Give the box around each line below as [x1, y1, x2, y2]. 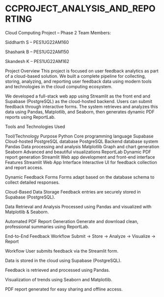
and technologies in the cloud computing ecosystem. [5, 83, 112, 89]
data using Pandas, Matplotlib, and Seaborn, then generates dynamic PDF [5, 109, 155, 115]
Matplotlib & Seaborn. [5, 209, 49, 215]
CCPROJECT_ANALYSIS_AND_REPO [5, 3, 156, 14]
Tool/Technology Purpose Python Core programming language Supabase [5, 133, 154, 139]
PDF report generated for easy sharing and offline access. [5, 286, 123, 292]
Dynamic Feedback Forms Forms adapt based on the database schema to [5, 174, 155, 180]
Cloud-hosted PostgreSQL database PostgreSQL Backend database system [5, 138, 159, 144]
